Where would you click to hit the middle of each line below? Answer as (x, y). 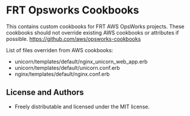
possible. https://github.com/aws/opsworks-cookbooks (74, 39)
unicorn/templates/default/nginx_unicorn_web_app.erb (81, 62)
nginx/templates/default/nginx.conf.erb (62, 74)
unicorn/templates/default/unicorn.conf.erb (67, 67)
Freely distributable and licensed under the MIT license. (82, 107)
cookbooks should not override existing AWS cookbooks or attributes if (93, 32)
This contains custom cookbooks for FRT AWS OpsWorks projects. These (95, 26)
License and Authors (45, 92)
